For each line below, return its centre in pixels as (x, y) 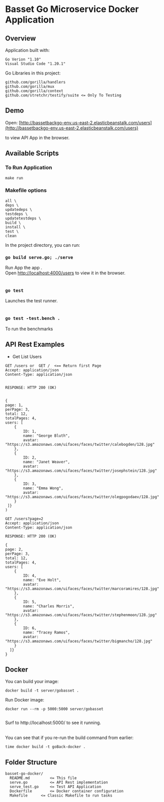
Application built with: (27, 50)
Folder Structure (31, 762)
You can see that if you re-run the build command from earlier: (69, 738)
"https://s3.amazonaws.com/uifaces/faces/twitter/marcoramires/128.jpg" (82, 589)
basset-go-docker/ (24, 774)
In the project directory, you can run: (43, 245)
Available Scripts (32, 153)
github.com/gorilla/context (34, 91)
